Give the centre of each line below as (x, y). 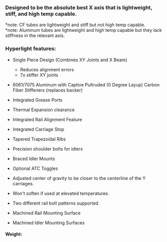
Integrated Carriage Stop (38, 129)
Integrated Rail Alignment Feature (47, 119)
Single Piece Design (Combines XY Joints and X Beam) (70, 60)
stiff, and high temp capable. (41, 14)
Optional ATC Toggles (35, 168)
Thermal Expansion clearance (43, 110)
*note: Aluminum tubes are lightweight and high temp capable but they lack (84, 30)
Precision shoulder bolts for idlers (48, 149)
